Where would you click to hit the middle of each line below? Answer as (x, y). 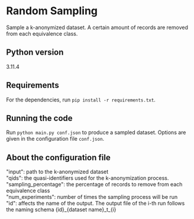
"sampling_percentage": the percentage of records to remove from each (94, 185)
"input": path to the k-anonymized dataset (57, 172)
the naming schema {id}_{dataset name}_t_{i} (61, 210)
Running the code (39, 118)
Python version (35, 53)
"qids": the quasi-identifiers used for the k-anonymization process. (88, 178)
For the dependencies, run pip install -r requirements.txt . (81, 100)
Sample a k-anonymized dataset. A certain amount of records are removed (97, 27)
